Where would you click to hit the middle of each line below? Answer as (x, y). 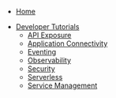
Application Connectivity (67, 43)
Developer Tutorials (47, 26)
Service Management (62, 85)
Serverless (45, 77)
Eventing (42, 52)
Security (41, 69)
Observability (49, 60)
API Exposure (49, 35)
